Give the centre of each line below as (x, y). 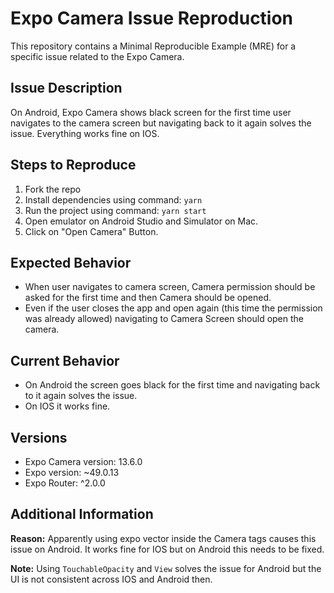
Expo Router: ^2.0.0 (65, 483)
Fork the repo (53, 189)
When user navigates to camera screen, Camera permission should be (170, 287)
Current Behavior (65, 360)
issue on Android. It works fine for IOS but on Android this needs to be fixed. (167, 549)
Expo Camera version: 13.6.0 (83, 461)
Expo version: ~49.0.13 (72, 472)
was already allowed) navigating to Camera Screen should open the (164, 319)
